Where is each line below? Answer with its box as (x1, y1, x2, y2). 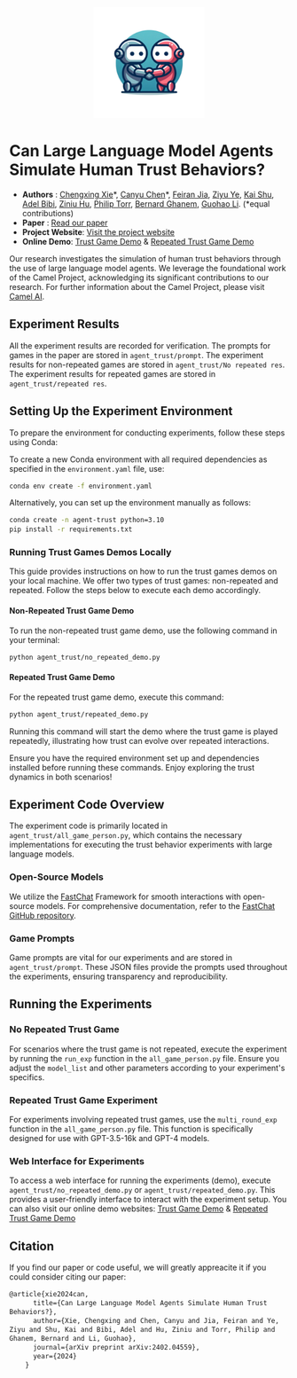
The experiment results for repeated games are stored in (9, 368, 216, 379)
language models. (9, 849, 75, 859)
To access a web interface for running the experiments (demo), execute (9, 1175, 271, 1186)
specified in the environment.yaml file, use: (9, 463, 165, 474)
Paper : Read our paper (21, 217, 108, 228)
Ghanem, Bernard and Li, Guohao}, (9, 1335, 137, 1343)
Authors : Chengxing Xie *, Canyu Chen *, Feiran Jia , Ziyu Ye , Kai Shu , (21, 189, 275, 200)
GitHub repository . (9, 910, 77, 920)
